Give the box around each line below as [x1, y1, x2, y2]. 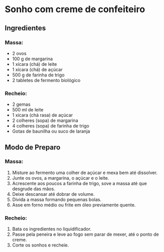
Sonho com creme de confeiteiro [5, 4, 145, 15]
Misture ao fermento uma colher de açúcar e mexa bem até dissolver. [12, 170, 158, 176]
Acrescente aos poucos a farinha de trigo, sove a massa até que [12, 180, 147, 186]
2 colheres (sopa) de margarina [12, 117, 78, 123]
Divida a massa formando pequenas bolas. [12, 196, 102, 202]
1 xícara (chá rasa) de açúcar [12, 112, 73, 118]
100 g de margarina [12, 56, 53, 62]
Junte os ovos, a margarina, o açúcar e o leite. [12, 175, 110, 181]
